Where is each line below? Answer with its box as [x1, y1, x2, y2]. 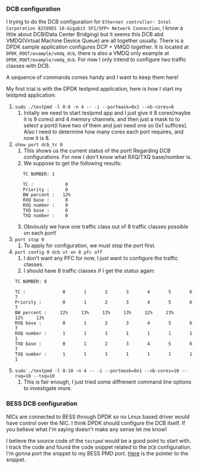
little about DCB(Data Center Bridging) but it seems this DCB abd [6, 31, 164, 38]
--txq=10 [33, 373, 55, 379]
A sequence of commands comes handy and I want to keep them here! [6, 74, 179, 81]
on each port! [23, 229, 57, 237]
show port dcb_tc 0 [14, 142, 63, 148]
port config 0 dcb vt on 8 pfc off [14, 250, 103, 256]
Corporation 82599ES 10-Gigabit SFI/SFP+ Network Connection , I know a [6, 24, 183, 31]
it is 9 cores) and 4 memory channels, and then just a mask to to [23, 116, 180, 123]
